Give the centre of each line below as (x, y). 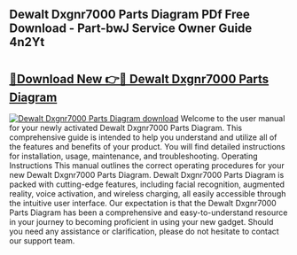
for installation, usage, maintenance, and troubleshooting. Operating (134, 156)
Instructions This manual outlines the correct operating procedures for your (147, 166)
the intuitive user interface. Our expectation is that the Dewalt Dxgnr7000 (143, 203)
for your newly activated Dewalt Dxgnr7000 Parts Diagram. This (125, 128)
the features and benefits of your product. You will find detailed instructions (147, 147)
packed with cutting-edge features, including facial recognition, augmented (147, 184)
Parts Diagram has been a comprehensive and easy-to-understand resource (148, 212)
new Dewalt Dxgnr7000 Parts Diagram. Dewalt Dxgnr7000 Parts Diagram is (147, 175)
